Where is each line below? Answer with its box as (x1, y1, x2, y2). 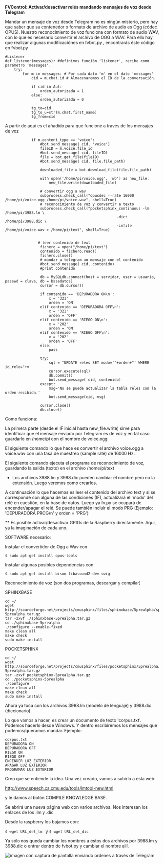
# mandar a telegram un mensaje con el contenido (40, 257, 143, 262)
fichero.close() (40, 253, 73, 258)
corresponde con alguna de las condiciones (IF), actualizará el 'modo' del (5, 494, 153, 500)
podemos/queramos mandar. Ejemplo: (5, 728, 82, 733)
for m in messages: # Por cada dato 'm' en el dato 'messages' (22, 71, 154, 76)
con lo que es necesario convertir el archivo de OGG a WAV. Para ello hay (5, 34, 153, 40)
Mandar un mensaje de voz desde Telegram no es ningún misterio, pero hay (5, 19, 158, 24)
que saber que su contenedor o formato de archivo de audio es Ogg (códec (5, 24, 158, 30)
